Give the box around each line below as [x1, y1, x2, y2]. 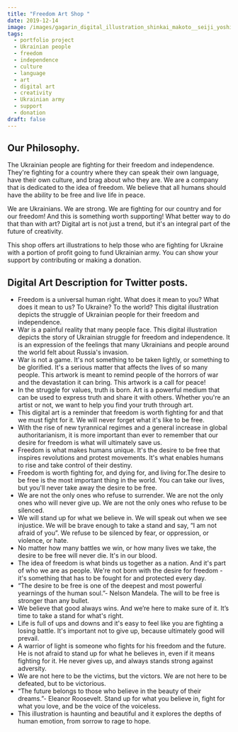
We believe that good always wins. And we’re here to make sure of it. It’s [17, 604, 229, 613]
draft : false [7, 116, 46, 123]
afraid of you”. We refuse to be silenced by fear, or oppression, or [17, 529, 209, 537]
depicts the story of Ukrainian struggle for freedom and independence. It [17, 333, 230, 342]
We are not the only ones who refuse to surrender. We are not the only [17, 491, 224, 500]
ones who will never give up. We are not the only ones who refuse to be [17, 499, 227, 507]
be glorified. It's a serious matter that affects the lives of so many [17, 363, 208, 372]
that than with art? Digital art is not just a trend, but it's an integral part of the [7, 220, 231, 228]
